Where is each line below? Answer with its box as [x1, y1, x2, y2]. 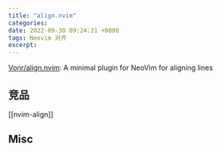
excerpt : [8, 41, 37, 49]
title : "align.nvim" [8, 11, 77, 20]
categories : [8, 19, 48, 27]
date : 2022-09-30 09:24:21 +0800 [8, 26, 120, 34]
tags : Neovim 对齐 [8, 33, 67, 42]
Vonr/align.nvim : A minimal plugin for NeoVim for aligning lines [8, 63, 214, 72]
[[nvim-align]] [8, 109, 53, 119]
